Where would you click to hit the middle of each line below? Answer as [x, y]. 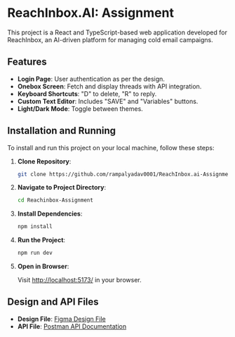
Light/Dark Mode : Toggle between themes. [80, 108]
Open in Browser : [43, 266]
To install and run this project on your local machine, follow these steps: [111, 147]
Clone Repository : [44, 161]
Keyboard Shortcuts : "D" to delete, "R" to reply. [87, 93]
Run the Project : [41, 240]
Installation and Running [62, 131]
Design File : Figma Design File [62, 319]
